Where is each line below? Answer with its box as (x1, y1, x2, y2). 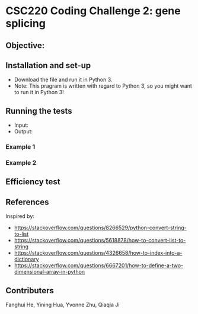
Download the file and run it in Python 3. (14, 76, 113, 84)
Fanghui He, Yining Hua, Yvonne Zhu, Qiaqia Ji (5, 301, 120, 309)
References (5, 197, 49, 207)
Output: (14, 128, 33, 135)
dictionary (14, 256, 39, 263)
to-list (14, 230, 29, 238)
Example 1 (5, 143, 36, 151)
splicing (5, 17, 46, 30)
